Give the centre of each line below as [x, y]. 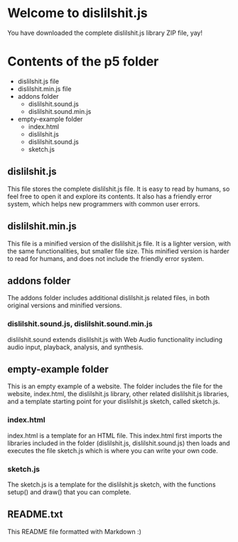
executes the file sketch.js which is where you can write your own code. [113, 450]
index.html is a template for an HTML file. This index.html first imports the [115, 435]
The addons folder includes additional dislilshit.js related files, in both [108, 298]
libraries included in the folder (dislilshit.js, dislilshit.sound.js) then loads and [119, 443]
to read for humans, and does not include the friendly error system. [106, 258]
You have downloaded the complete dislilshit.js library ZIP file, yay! [105, 33]
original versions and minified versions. [65, 305]
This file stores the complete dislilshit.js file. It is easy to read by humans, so [119, 188]
